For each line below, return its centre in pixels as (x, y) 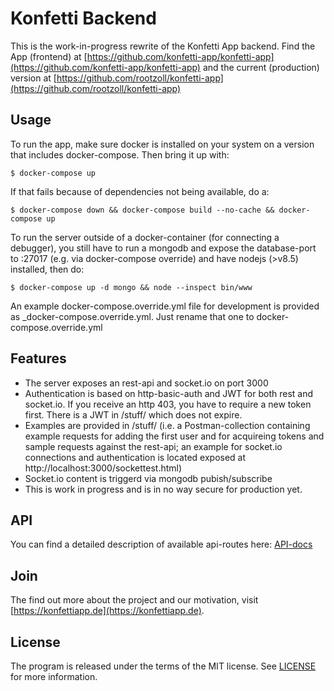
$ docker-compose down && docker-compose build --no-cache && (142, 210)
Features (38, 358)
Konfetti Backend (83, 18)
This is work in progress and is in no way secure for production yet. (163, 489)
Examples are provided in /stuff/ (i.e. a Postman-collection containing (167, 425)
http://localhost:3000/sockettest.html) (103, 468)
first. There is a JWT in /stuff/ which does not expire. (133, 414)
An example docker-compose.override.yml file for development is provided (165, 306)
